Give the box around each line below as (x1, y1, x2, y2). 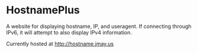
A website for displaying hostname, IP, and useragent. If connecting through (6, 23, 192, 30)
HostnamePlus (6, 3, 80, 17)
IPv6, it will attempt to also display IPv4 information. (6, 29, 132, 36)
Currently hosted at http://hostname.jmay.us (6, 40, 114, 47)
